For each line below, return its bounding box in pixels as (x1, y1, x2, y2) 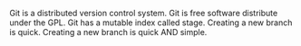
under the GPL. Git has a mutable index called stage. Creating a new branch (9, 17, 293, 28)
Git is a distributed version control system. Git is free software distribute (9, 8, 278, 18)
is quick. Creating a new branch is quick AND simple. (9, 27, 208, 37)
